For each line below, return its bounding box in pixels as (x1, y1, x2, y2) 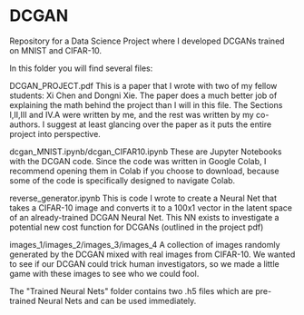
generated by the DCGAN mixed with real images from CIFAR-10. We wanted (9, 249, 296, 260)
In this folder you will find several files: (9, 63, 153, 74)
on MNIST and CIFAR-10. (9, 44, 103, 55)
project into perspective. (9, 128, 102, 139)
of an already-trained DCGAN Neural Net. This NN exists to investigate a (9, 212, 279, 222)
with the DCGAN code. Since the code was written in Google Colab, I (9, 155, 267, 166)
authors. (9, 119, 41, 130)
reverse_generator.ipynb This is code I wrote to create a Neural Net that (9, 192, 278, 203)
